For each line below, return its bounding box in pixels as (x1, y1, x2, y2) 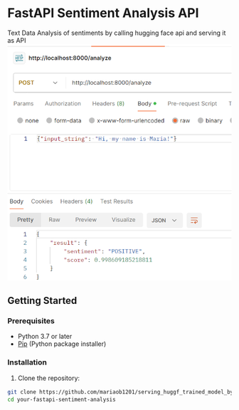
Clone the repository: (17, 374, 80, 382)
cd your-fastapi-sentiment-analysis (7, 396, 116, 403)
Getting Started (7, 295, 78, 307)
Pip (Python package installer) (17, 340, 107, 348)
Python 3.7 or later (17, 332, 73, 341)
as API (7, 36, 26, 44)
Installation (7, 357, 48, 367)
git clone (7, 388, 37, 396)
